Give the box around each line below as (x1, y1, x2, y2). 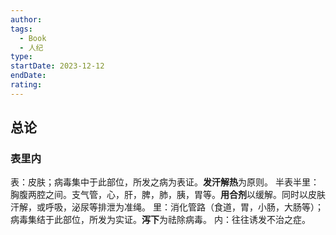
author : (10, 14, 43, 25)
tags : (10, 24, 33, 34)
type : (10, 52, 33, 62)
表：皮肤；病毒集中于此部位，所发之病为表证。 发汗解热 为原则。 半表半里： (10, 176, 320, 188)
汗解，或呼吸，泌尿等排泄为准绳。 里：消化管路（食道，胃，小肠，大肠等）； (10, 201, 324, 213)
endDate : (10, 71, 47, 81)
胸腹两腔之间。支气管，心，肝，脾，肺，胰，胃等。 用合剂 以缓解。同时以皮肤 (10, 189, 326, 201)
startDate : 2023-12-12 (10, 61, 105, 71)
